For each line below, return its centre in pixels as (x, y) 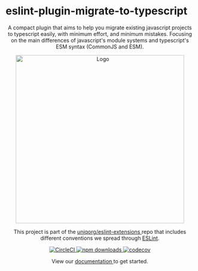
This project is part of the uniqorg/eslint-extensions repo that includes (100, 232)
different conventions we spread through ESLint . (100, 238)
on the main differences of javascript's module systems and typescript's (100, 40)
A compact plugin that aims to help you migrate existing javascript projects (100, 28)
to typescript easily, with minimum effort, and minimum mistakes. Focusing (100, 34)
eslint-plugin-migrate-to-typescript (97, 11)
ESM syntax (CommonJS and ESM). (100, 47)
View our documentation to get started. (100, 261)
